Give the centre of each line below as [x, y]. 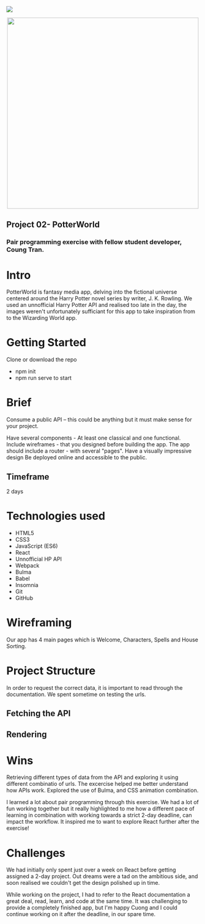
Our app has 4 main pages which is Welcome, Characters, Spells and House [102, 640]
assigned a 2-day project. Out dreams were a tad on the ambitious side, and [102, 876]
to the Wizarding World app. [42, 318]
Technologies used [56, 516]
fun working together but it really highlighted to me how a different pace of [100, 809]
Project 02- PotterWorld [53, 225]
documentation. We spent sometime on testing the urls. [76, 694]
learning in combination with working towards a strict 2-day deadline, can [99, 815]
